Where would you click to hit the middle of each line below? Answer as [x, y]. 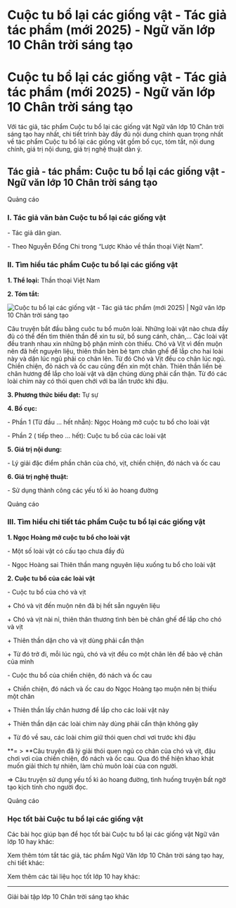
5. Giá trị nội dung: [34, 449]
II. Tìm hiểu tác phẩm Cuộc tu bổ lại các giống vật [92, 265]
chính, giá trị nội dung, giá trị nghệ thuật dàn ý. [75, 149]
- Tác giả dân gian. [34, 233]
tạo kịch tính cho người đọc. [47, 787]
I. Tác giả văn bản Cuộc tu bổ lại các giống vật [87, 217]
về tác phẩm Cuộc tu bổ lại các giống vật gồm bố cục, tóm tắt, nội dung [111, 142]
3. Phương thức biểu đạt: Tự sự [53, 394]
